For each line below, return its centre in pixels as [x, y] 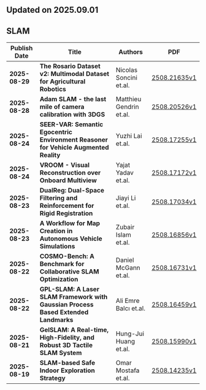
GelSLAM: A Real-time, [74, 330]
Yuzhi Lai [129, 136]
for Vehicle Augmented [74, 148]
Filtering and [59, 198]
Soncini [127, 78]
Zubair [125, 227]
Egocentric [56, 132]
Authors [131, 52]
